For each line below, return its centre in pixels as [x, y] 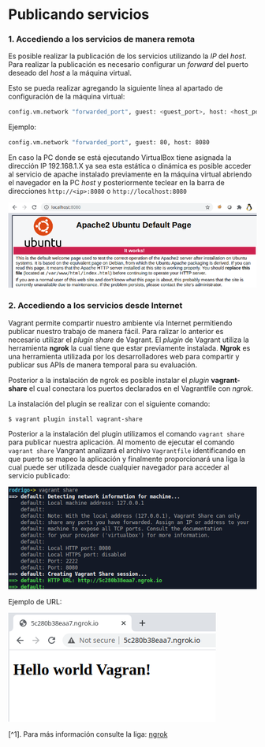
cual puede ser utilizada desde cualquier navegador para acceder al [119, 467]
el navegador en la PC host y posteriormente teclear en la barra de [116, 183]
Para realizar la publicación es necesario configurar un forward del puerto [128, 65]
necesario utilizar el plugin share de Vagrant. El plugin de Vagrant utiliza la [129, 340]
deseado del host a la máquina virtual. [70, 73]
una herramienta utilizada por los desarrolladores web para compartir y [124, 356]
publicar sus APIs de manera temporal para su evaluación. [103, 365]
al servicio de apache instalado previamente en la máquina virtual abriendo [130, 174]
